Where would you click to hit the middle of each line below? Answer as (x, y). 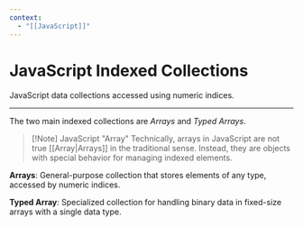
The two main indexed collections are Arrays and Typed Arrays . (128, 122)
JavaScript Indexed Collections (129, 71)
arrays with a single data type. (65, 212)
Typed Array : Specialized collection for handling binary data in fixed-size (146, 203)
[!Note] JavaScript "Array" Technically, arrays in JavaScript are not (156, 139)
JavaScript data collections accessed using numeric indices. (122, 95)
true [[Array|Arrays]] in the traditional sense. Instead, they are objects (161, 149)
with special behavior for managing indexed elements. (132, 158)
